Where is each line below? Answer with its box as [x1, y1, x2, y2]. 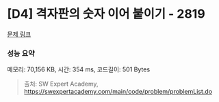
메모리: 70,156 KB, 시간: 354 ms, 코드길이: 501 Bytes [7, 65, 151, 73]
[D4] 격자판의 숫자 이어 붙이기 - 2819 [7, 6, 205, 22]
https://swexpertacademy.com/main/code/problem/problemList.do [23, 88, 213, 96]
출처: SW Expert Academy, [23, 80, 99, 88]
